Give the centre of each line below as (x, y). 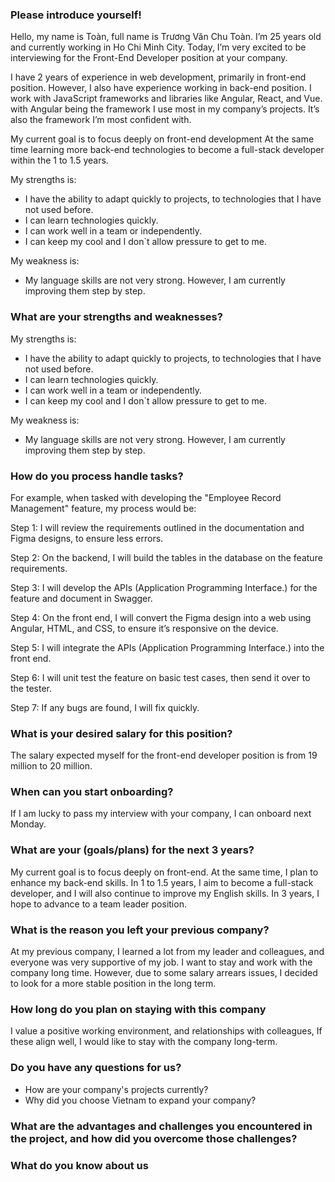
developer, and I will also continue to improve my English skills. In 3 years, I (165, 893)
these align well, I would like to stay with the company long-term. (144, 1042)
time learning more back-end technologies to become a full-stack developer (167, 150)
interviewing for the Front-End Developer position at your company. (149, 58)
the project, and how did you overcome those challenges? (154, 1138)
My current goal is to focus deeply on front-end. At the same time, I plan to (164, 872)
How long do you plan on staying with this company (138, 1009)
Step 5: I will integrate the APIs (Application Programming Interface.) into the (167, 647)
